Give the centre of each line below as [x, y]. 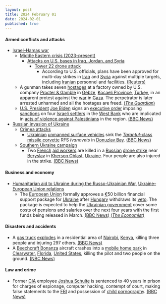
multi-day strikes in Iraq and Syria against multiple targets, [101, 77]
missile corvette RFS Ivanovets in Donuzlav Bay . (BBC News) [89, 140]
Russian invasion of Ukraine [41, 124]
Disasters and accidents [31, 227]
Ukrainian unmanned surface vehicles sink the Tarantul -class [90, 135]
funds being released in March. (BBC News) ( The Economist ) [82, 215]
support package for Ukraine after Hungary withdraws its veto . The [88, 199]
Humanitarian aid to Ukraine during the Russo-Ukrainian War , [75, 183]
